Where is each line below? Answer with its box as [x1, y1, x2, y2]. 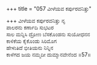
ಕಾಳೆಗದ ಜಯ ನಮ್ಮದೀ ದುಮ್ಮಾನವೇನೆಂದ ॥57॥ [6, 51, 92, 58]
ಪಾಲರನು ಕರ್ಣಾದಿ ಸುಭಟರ [6, 24, 54, 31]
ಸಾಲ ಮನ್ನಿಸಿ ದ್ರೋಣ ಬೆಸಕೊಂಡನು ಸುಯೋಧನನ [6, 31, 90, 38]
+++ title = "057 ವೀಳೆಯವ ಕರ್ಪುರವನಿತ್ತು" [6, 5, 92, 12]
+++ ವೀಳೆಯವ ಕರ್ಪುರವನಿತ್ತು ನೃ [6, 17, 66, 24]
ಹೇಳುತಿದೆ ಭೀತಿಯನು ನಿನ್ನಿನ [6, 45, 54, 51]
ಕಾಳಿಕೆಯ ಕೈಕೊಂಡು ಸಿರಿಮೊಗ [6, 37, 57, 45]
